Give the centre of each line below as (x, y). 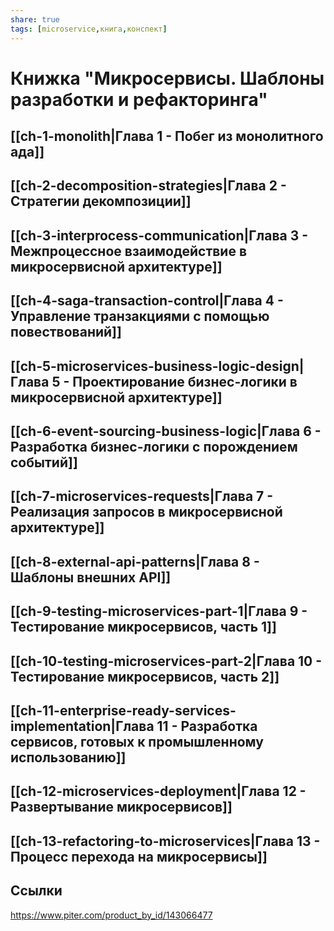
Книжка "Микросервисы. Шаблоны (167, 78)
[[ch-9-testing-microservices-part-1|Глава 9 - (159, 611)
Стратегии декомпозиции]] (101, 201)
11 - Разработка (207, 726)
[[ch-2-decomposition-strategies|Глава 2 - (148, 186)
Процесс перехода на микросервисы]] (139, 856)
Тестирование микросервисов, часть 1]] (143, 627)
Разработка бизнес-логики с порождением (154, 447)
